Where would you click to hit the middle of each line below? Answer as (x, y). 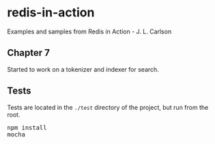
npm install (27, 127)
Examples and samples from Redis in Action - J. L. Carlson (89, 31)
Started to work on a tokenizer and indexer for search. (83, 69)
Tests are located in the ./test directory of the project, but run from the (108, 107)
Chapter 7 (28, 53)
